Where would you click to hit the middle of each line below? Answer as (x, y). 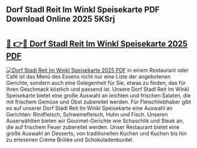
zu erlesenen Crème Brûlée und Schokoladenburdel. (70, 140)
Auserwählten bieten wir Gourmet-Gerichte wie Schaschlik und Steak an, (95, 121)
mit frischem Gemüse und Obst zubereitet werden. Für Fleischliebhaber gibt (98, 102)
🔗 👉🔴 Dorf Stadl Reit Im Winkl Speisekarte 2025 (97, 44)
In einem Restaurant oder (158, 70)
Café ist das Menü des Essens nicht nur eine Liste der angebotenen (88, 76)
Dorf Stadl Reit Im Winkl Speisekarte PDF (83, 10)
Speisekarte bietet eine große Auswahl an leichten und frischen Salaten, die (98, 95)
